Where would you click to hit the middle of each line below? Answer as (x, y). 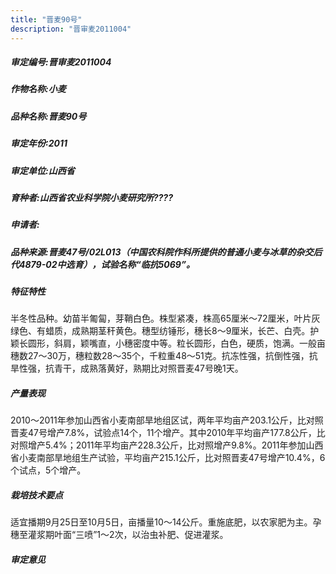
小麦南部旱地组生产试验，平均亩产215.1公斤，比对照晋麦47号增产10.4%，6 (172, 458)
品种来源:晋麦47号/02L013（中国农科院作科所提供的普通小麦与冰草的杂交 (162, 252)
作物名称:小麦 (38, 89)
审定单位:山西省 (42, 170)
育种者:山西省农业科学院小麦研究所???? (91, 197)
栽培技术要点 (36, 495)
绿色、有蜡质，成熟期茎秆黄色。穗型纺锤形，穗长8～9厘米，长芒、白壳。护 (165, 331)
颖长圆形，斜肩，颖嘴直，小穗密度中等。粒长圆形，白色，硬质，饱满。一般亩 (168, 343)
